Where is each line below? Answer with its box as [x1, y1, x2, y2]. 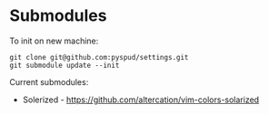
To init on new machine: [9, 35, 99, 46]
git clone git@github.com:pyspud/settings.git [9, 52, 189, 62]
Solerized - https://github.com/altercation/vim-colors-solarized [22, 94, 260, 105]
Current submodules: [9, 76, 89, 87]
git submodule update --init [9, 61, 120, 70]
